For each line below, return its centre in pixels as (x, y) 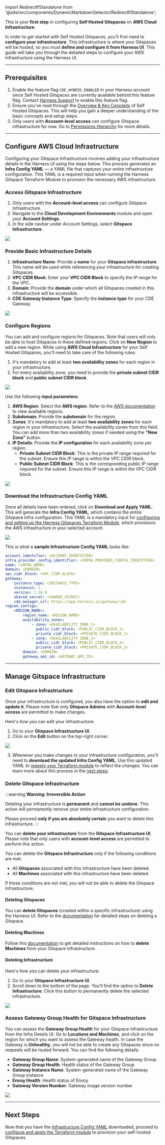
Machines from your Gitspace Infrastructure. (51, 949)
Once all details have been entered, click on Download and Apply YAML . (79, 507)
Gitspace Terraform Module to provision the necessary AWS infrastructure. (81, 179)
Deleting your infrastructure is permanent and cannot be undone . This (77, 804)
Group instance (28, 1075)
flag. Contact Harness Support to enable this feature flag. (70, 100)
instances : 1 (27, 588)
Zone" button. (27, 437)
